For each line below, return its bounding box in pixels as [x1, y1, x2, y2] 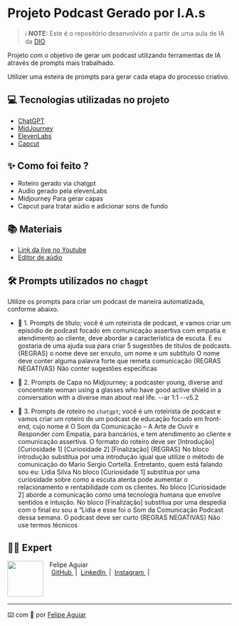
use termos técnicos [17, 521, 78, 530]
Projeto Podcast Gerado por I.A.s [7, 5, 206, 21]
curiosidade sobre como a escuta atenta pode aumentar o [17, 475, 188, 484]
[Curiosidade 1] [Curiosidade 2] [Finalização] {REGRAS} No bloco [17, 445, 210, 454]
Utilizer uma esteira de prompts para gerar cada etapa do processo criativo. [7, 72, 230, 81]
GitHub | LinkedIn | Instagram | [51, 568, 150, 576]
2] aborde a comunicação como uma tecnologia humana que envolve [17, 490, 221, 499]
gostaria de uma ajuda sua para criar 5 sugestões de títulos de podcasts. [17, 341, 232, 350]
